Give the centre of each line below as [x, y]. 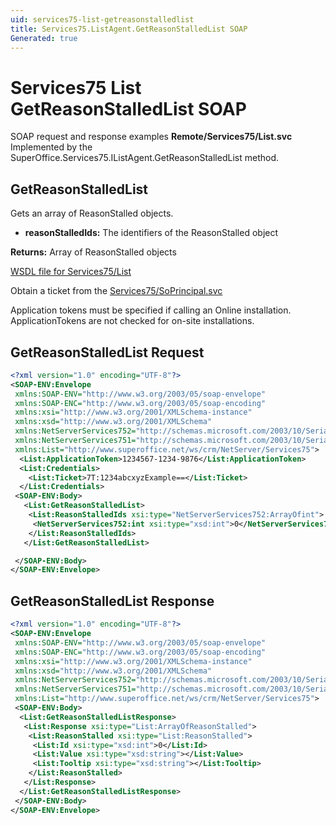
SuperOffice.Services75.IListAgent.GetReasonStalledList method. [145, 158]
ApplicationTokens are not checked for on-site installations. [132, 321]
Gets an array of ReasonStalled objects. [92, 213]
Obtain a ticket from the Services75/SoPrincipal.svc [116, 291]
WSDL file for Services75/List [71, 272]
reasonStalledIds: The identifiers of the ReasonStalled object [151, 233]
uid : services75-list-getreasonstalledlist [102, 19]
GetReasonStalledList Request [107, 352]
